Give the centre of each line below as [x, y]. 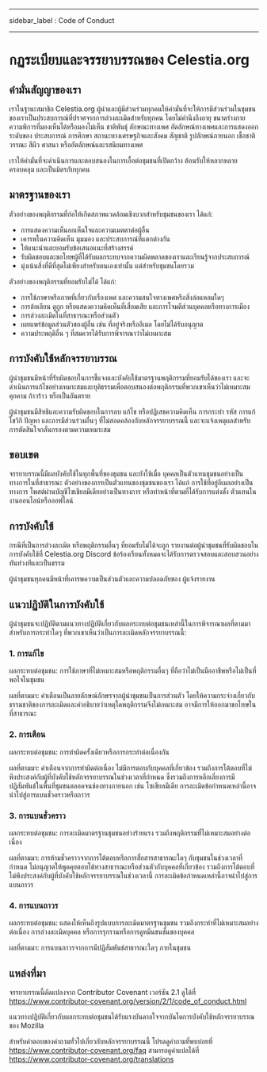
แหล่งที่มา [28, 973]
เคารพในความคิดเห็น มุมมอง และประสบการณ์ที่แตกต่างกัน [95, 238]
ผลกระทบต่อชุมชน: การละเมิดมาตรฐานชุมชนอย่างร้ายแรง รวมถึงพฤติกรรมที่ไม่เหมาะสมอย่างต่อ [130, 833]
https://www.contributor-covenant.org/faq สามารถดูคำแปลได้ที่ [104, 1051]
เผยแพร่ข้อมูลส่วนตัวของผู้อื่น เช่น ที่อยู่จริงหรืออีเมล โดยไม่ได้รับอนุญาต [112, 324]
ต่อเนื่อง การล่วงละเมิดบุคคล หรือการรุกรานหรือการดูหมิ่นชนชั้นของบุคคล [102, 932]
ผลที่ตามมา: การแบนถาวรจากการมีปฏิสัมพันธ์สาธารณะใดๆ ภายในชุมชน [100, 948]
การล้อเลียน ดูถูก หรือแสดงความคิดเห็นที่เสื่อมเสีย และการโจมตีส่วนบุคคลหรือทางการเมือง [135, 306]
